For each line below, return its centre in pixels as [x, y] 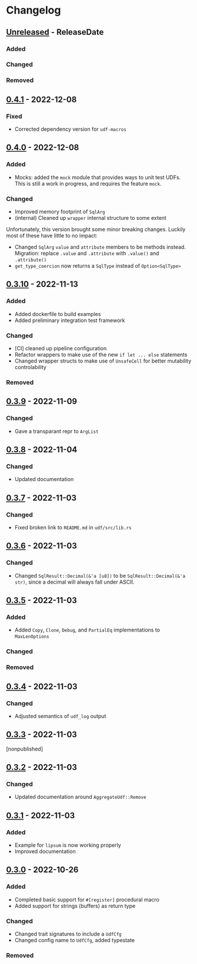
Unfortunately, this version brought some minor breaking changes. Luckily [96, 229]
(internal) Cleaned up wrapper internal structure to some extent [90, 218]
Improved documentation [45, 851]
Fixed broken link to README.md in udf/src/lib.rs [73, 527]
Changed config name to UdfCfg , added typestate [75, 940]
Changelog [34, 10]
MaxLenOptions [32, 637]
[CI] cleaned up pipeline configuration [61, 348]
